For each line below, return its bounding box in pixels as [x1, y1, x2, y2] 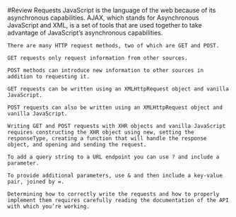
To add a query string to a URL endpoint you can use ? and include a [7, 153, 220, 160]
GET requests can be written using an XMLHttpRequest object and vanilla [7, 86, 230, 93]
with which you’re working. [7, 203, 90, 210]
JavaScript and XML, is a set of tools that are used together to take [7, 21, 203, 29]
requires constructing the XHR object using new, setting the [7, 129, 194, 136]
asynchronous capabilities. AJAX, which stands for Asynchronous [7, 13, 199, 22]
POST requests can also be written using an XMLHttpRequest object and [7, 104, 223, 111]
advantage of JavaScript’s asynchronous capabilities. [7, 28, 163, 37]
